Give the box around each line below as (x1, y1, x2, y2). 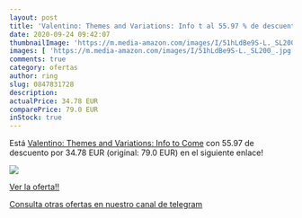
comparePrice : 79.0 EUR (9, 105, 99, 114)
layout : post (9, 13, 58, 22)
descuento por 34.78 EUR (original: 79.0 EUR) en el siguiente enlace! (9, 147, 263, 158)
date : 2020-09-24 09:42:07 (9, 30, 111, 39)
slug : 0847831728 (9, 80, 75, 89)
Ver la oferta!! (9, 181, 60, 193)
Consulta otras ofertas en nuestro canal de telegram (9, 199, 203, 210)
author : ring (9, 72, 58, 81)
